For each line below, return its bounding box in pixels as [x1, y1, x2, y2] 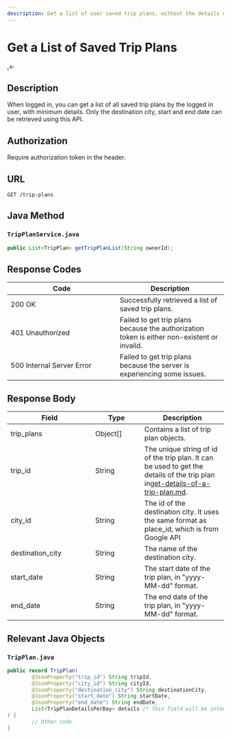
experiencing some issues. [120, 369, 206, 379]
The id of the [144, 499, 186, 508]
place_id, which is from [144, 524, 219, 534]
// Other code [32, 718, 72, 725]
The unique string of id [144, 445, 218, 454]
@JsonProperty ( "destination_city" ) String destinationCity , [32, 686, 208, 693]
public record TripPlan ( [7, 667, 78, 674]
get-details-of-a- [150, 479, 211, 489]
